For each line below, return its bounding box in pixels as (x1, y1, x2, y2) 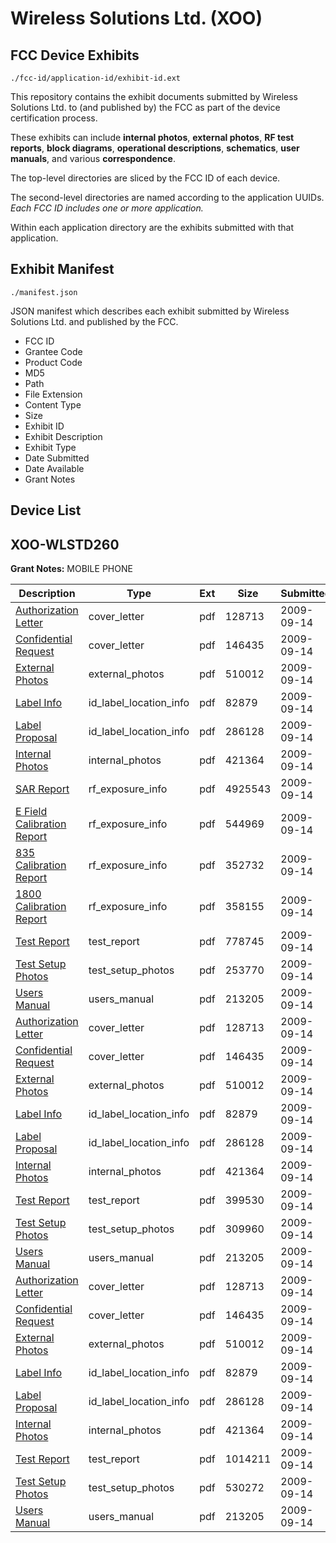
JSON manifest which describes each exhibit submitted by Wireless (10, 305, 290, 317)
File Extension (24, 388, 83, 400)
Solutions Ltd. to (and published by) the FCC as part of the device (10, 102, 281, 113)
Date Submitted (24, 452, 90, 464)
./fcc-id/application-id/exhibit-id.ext (10, 73, 182, 83)
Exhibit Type (24, 441, 77, 453)
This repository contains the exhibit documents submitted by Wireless (10, 91, 298, 102)
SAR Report (15, 782, 70, 796)
